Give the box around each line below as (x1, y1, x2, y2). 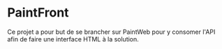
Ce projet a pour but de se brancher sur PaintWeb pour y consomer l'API (7, 28, 216, 36)
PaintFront (7, 5, 69, 21)
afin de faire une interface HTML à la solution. (7, 35, 140, 43)
